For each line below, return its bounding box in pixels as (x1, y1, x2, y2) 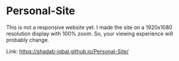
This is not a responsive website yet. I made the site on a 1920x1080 (6, 24, 173, 31)
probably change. (6, 36, 49, 43)
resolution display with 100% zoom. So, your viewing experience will (6, 30, 174, 37)
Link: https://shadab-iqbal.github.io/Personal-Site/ (6, 47, 129, 54)
